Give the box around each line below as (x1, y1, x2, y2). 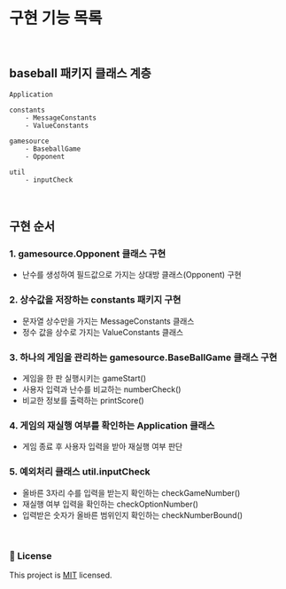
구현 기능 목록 (9, 8, 103, 28)
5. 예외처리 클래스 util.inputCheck (9, 466, 151, 478)
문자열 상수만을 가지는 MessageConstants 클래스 (21, 316, 195, 326)
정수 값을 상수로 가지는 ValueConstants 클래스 (21, 326, 184, 337)
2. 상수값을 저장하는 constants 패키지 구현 (9, 294, 182, 306)
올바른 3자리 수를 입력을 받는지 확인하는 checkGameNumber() (21, 487, 241, 498)
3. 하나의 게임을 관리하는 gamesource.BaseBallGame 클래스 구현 (9, 351, 278, 364)
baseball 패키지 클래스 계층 (9, 66, 152, 81)
